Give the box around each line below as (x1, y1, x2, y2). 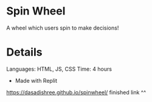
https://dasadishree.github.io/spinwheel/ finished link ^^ (6, 89, 147, 96)
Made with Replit (15, 77, 58, 84)
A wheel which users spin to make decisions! (6, 24, 119, 31)
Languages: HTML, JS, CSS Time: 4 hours (6, 65, 112, 72)
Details (6, 45, 43, 59)
